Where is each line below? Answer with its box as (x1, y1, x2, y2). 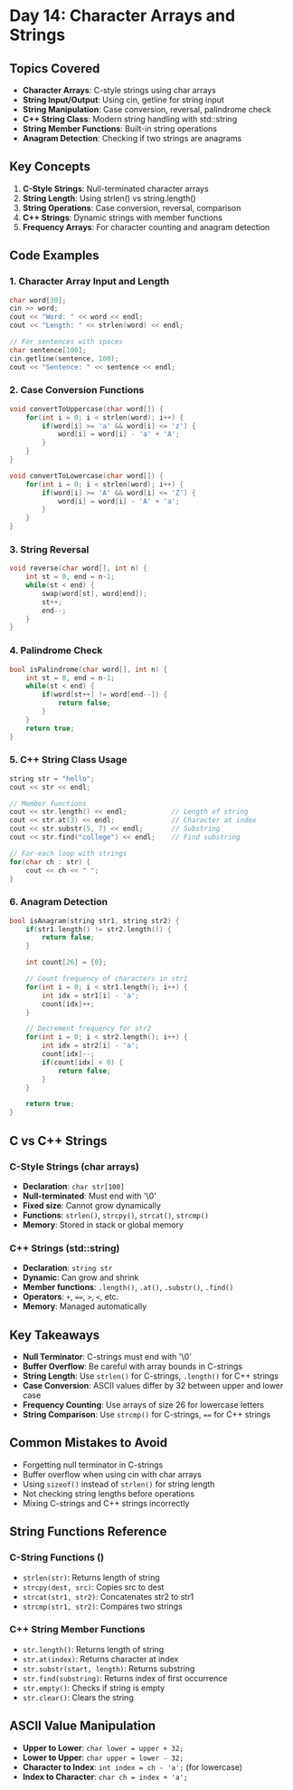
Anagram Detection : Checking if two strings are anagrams (22, 133, 242, 143)
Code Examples (9, 248, 99, 264)
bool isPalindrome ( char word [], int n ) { (9, 665, 168, 674)
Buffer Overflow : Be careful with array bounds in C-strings (22, 1361, 242, 1372)
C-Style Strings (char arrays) (9, 1160, 140, 1173)
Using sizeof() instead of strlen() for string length (22, 1478, 215, 1489)
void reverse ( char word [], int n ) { (9, 563, 147, 573)
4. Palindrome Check (9, 644, 103, 657)
